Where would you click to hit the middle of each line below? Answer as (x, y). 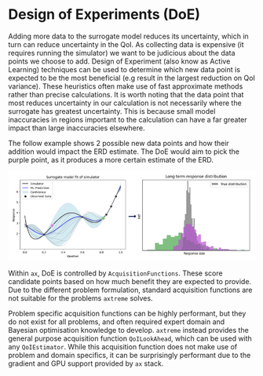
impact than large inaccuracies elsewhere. (77, 128)
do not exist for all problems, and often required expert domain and (117, 322)
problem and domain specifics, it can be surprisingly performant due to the (130, 356)
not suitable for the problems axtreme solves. (80, 298)
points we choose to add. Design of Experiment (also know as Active (119, 61)
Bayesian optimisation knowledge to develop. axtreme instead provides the (128, 330)
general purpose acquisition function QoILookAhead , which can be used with (130, 338)
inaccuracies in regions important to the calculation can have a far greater (128, 119)
